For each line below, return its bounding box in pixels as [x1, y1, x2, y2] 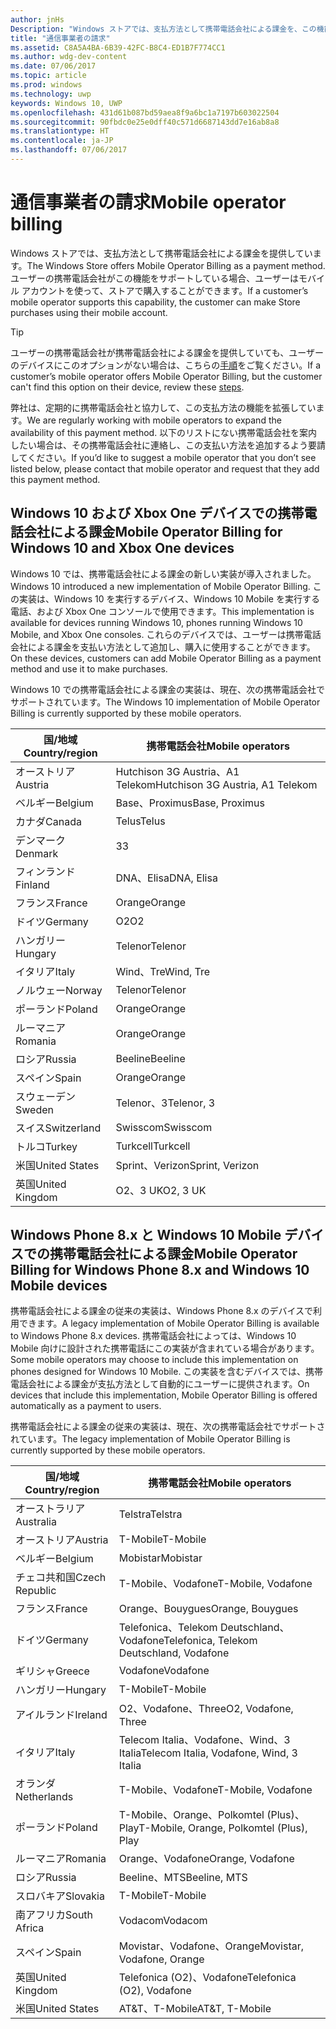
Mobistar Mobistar [118, 1551, 203, 1565]
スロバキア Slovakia [15, 1889, 105, 1903]
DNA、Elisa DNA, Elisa [115, 871, 218, 885]
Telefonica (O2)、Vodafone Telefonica [118, 1971, 297, 1985]
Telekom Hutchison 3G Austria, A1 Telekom [115, 777, 318, 791]
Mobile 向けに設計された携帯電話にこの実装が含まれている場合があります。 [10, 1342, 320, 1355]
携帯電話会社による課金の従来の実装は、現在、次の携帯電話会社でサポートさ [10, 1421, 326, 1433]
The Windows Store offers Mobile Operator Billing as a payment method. [26, 259, 326, 271]
